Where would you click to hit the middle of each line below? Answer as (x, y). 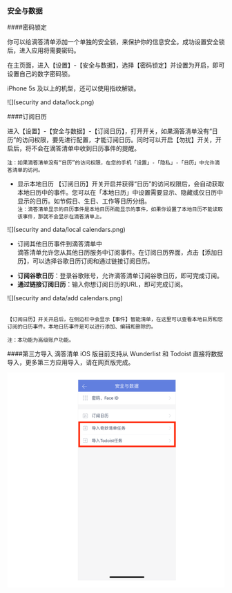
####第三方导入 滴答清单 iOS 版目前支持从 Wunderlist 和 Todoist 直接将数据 (115, 354)
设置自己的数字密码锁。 (40, 74)
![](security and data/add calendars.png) (65, 298)
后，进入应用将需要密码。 (43, 50)
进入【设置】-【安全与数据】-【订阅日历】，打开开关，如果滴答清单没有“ (110, 131)
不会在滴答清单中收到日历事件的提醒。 (85, 148)
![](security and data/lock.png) (51, 102)
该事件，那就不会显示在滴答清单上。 (61, 217)
